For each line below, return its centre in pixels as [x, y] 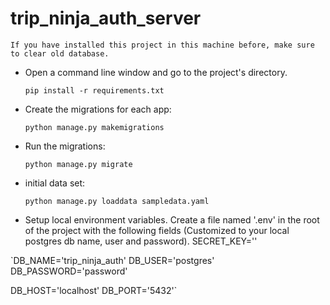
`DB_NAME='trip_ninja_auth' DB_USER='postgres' [112, 260]
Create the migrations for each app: [98, 109]
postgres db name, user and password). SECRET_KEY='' [141, 241]
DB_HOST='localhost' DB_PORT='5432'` [94, 290]
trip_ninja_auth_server [106, 18]
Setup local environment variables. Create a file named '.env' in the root [172, 219]
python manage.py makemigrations [94, 127]
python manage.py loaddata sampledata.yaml [117, 201]
